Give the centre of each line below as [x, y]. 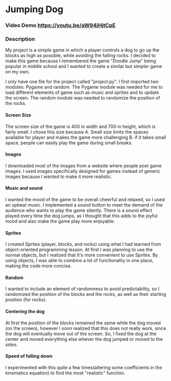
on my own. [18, 72]
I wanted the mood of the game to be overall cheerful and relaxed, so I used [85, 199]
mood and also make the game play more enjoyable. [60, 221]
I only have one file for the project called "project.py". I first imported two [82, 82]
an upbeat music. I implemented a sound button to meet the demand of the [84, 205]
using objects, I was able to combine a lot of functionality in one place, [79, 261]
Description [20, 39]
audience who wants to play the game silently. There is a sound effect [79, 211]
